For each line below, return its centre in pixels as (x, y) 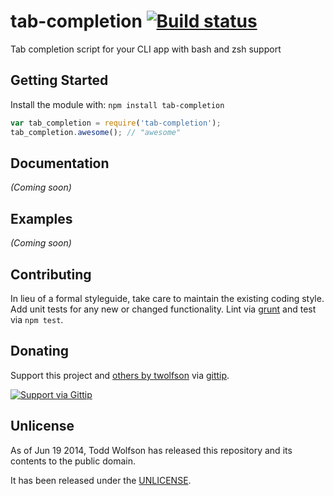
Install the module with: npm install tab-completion (117, 104)
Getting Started (59, 80)
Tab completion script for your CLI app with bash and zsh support (146, 49)
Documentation (60, 163)
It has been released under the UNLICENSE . (101, 480)
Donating (40, 351)
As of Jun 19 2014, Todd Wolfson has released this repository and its (151, 450)
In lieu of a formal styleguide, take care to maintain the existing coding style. (167, 298)
